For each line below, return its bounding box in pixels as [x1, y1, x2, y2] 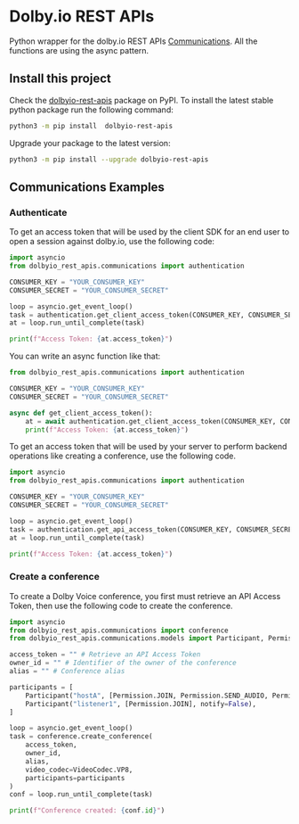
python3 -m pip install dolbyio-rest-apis [9, 121, 174, 130]
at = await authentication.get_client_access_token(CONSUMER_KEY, [25, 416, 277, 425]
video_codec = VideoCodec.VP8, [25, 765, 133, 774]
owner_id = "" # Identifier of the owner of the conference [9, 658, 238, 668]
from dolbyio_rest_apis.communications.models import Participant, [9, 634, 265, 643]
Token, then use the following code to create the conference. [9, 600, 233, 611]
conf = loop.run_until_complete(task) [9, 790, 153, 799]
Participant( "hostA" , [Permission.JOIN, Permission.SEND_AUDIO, [25, 691, 269, 700]
